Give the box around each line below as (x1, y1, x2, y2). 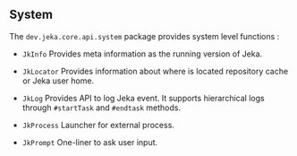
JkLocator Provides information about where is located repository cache (21, 65, 289, 76)
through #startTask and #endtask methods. (21, 102, 182, 113)
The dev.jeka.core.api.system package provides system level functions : (9, 30, 280, 41)
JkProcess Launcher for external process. (21, 119, 174, 130)
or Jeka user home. (21, 75, 95, 86)
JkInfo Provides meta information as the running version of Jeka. (21, 48, 263, 59)
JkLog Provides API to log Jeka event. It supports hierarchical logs (21, 92, 266, 103)
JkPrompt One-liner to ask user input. (21, 136, 158, 147)
